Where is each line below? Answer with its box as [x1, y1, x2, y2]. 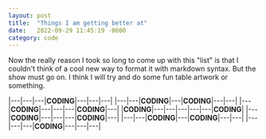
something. [8, 81, 45, 91]
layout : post [8, 11, 52, 20]
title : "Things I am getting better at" [8, 19, 148, 27]
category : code [8, 33, 59, 42]
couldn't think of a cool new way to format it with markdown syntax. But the [8, 64, 256, 74]
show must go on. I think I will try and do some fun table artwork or [8, 72, 229, 82]
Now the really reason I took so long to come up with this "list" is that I [8, 56, 239, 65]
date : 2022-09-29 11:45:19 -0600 [8, 26, 127, 34]
